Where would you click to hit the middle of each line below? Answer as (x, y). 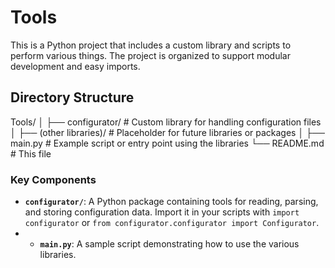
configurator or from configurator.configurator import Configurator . (172, 223)
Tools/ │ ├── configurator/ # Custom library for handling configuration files (166, 122)
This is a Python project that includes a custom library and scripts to (151, 45)
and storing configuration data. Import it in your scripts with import (162, 212)
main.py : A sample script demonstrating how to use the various (169, 244)
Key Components (53, 179)
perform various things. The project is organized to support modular (150, 55)
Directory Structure (72, 97)
